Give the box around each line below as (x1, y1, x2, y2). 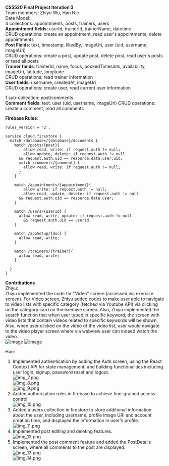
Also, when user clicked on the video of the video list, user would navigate (5, 323, 160, 329)
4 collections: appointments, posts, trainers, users (5, 20, 109, 26)
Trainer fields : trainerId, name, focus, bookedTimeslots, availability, (5, 63, 146, 69)
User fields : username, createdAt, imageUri (5, 79, 96, 85)
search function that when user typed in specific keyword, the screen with (5, 312, 160, 318)
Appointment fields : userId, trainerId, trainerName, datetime (5, 26, 132, 32)
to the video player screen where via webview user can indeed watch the (5, 328, 157, 334)
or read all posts (5, 58, 39, 64)
